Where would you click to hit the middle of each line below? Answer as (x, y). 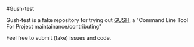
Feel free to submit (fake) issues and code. (59, 38)
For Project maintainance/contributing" (54, 26)
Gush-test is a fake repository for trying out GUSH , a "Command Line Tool (97, 20)
